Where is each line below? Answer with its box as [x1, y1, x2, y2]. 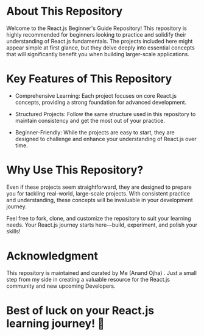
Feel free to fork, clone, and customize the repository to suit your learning [6, 214, 191, 222]
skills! [6, 227, 21, 235]
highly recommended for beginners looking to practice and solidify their [6, 31, 187, 38]
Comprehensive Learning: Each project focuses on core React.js [15, 92, 177, 99]
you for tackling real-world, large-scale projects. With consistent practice [6, 189, 191, 197]
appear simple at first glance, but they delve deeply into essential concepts [6, 44, 195, 51]
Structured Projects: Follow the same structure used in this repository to [15, 110, 196, 117]
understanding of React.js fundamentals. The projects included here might [6, 37, 193, 45]
